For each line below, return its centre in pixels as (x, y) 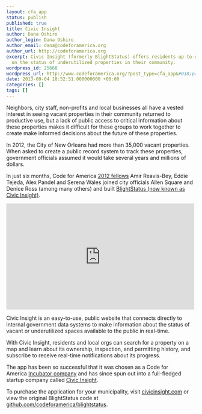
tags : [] (17, 91)
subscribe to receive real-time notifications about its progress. (84, 355)
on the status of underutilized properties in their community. (94, 62)
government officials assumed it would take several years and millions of (96, 158)
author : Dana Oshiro (32, 34)
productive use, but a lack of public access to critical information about (94, 120)
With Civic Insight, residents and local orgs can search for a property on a (98, 342)
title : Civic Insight (33, 29)
